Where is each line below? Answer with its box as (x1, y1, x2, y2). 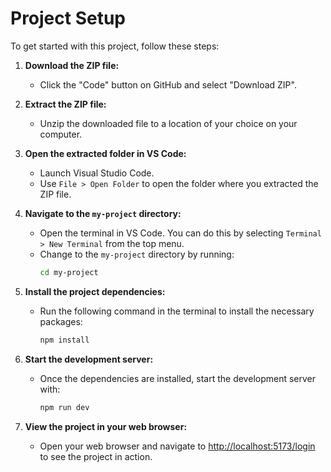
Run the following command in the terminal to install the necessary (39, 305, 315, 317)
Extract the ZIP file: (24, 98, 107, 110)
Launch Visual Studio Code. (39, 167, 155, 179)
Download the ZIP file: (24, 59, 120, 71)
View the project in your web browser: (24, 420, 188, 432)
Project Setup (10, 7, 127, 30)
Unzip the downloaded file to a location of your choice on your (39, 117, 298, 129)
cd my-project (39, 267, 99, 277)
